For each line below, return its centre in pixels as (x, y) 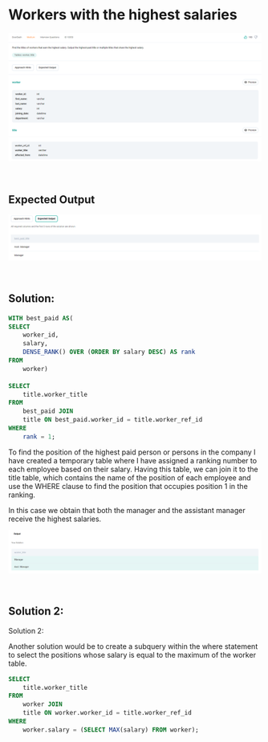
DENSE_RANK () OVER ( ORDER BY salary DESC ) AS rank (109, 352)
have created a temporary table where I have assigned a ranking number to (133, 460)
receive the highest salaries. (55, 519)
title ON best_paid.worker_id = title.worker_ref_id (113, 420)
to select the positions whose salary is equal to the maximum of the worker (132, 654)
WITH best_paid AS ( (41, 318)
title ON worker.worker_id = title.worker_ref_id (108, 713)
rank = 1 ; (39, 436)
